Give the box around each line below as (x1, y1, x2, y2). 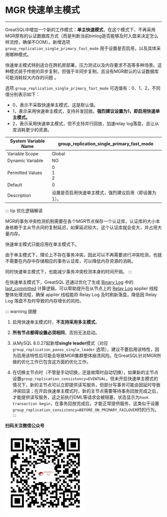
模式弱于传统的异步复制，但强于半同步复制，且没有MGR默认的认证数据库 (9, 68, 159, 74)
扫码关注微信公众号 (5, 422, 45, 428)
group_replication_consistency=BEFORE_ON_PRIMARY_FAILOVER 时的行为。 (12, 407, 159, 413)
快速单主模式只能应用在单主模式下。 (5, 241, 80, 247)
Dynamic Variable (7, 157, 44, 163)
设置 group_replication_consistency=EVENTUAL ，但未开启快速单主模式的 (12, 376, 158, 382)
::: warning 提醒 (5, 309, 37, 314)
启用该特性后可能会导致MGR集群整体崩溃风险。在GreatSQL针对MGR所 (16, 353, 162, 359)
